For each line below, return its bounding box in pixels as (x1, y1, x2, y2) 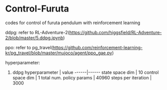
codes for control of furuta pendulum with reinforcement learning (5, 20, 141, 26)
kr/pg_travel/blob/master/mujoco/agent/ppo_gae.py (5, 50, 112, 56)
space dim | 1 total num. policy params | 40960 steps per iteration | (12, 74, 152, 80)
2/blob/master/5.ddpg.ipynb (5, 35, 64, 41)
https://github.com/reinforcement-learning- (52, 44, 143, 50)
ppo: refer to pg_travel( (5, 44, 53, 50)
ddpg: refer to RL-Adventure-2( (5, 29, 70, 35)
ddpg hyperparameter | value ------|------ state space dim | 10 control (12, 69, 159, 75)
